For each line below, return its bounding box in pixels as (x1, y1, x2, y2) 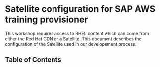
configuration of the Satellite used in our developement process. (5, 41, 137, 47)
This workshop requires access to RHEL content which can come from (5, 30, 149, 36)
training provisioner (5, 14, 88, 25)
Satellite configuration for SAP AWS (5, 3, 156, 15)
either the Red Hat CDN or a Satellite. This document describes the (5, 36, 142, 42)
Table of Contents (5, 56, 62, 64)
